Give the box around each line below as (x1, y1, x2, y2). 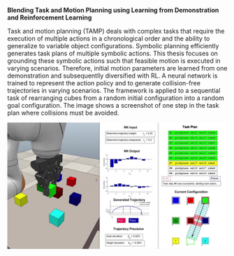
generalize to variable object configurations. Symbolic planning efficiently (7, 42, 219, 50)
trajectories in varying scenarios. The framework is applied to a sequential (7, 87, 221, 94)
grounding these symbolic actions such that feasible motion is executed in (7, 57, 221, 65)
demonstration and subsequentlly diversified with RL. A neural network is (7, 71, 218, 80)
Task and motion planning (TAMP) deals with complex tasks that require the (7, 27, 225, 35)
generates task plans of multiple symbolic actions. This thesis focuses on (7, 49, 219, 57)
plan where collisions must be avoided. (7, 108, 119, 117)
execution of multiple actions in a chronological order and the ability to (7, 34, 210, 43)
